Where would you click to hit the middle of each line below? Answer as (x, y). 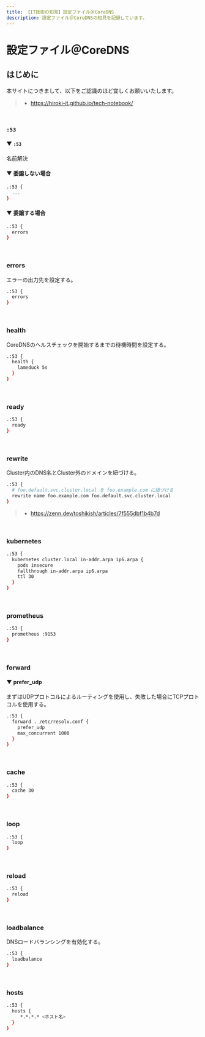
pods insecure (35, 565)
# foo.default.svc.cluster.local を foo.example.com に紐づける (93, 490)
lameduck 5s (32, 368)
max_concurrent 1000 (43, 733)
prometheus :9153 (34, 634)
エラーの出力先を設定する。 (41, 280)
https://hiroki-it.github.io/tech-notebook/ (82, 103)
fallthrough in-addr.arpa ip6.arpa (63, 571)
